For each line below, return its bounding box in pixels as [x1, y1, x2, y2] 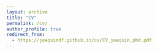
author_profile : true [6, 26, 62, 32]
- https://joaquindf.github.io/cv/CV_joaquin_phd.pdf [12, 37, 152, 43]
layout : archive [6, 9, 48, 15]
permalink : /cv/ [6, 20, 48, 26]
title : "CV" [6, 15, 37, 21]
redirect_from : [6, 32, 45, 38]
